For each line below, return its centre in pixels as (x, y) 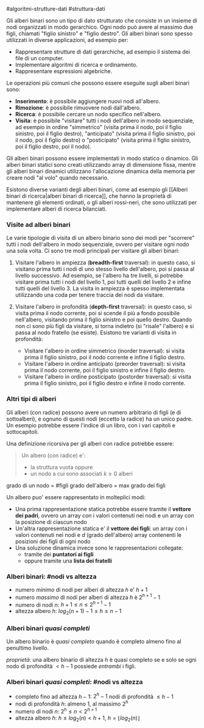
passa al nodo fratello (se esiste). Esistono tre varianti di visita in (96, 333)
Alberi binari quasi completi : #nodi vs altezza (75, 682)
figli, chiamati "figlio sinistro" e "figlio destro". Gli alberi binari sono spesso (100, 33)
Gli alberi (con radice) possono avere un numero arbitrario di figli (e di (94, 412)
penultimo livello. (28, 648)
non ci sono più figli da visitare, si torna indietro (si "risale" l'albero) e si (104, 326)
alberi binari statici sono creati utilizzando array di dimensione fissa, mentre (101, 165)
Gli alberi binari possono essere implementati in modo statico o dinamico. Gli (102, 158)
